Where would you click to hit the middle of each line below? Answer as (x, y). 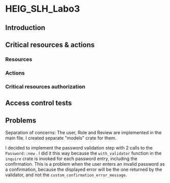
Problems (21, 120)
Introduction (25, 28)
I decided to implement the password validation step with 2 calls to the (79, 147)
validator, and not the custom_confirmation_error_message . (66, 175)
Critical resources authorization (45, 86)
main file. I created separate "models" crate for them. (61, 138)
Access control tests (39, 103)
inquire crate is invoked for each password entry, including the (72, 159)
